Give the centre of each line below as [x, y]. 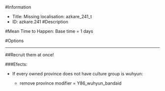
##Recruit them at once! [29, 55]
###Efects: [16, 64]
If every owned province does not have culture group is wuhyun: [78, 74]
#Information [18, 7]
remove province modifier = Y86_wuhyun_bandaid [70, 83]
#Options [14, 41]
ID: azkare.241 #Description [40, 22]
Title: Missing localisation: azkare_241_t [52, 16]
